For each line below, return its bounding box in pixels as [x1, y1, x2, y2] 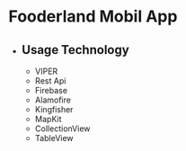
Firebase [34, 85, 68, 95]
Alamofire [34, 94, 71, 105]
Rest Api [34, 75, 66, 86]
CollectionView [34, 123, 91, 134]
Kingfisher [34, 104, 74, 114]
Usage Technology [21, 42, 129, 58]
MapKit [34, 114, 62, 124]
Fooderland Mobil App [8, 6, 178, 27]
